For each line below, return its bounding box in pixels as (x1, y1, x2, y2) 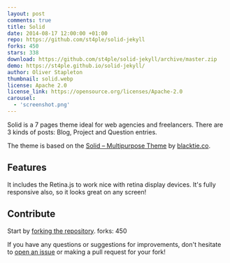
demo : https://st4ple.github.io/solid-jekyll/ (7, 62, 145, 69)
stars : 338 (7, 50, 39, 57)
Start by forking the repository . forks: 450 (7, 227, 127, 235)
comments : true (7, 17, 52, 24)
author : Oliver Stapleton (7, 69, 82, 76)
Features (7, 162, 47, 173)
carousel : (7, 95, 36, 102)
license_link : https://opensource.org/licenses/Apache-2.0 (7, 88, 183, 95)
